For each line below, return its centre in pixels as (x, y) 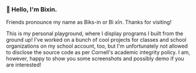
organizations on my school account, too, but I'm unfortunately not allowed (97, 46)
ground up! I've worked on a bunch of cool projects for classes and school (96, 40)
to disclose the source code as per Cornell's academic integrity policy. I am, (98, 52)
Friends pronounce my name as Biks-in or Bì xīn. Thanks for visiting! (89, 22)
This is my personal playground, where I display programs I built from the (95, 34)
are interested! (24, 65)
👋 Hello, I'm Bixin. (32, 9)
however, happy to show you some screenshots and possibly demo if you (95, 59)
